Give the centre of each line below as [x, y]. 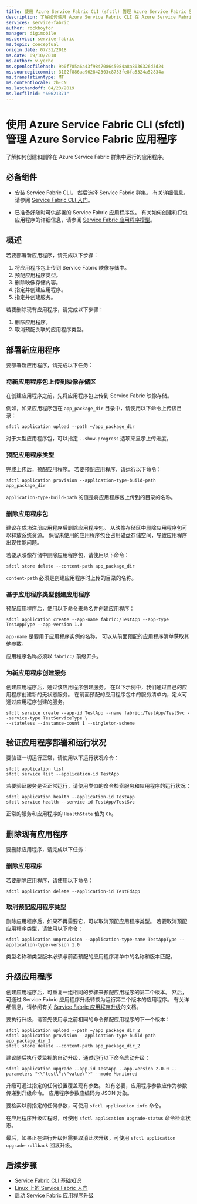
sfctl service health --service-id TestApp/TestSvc [70, 802]
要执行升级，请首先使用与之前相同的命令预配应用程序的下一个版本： [88, 1019]
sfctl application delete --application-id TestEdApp [73, 891]
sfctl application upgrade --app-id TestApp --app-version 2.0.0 [87, 1069]
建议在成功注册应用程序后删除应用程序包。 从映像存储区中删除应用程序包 [94, 528]
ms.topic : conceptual [33, 45]
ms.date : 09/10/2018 [31, 55]
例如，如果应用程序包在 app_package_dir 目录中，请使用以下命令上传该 [91, 408]
